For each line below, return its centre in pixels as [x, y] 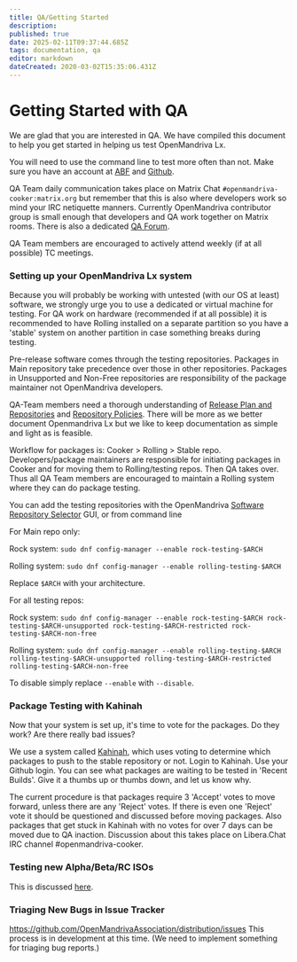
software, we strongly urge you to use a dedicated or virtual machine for [141, 305]
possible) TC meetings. [51, 253]
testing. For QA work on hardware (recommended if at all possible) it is [138, 314]
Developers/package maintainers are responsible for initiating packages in [145, 460]
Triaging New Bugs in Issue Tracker [87, 910]
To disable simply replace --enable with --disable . [102, 683]
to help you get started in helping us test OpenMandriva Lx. [117, 145]
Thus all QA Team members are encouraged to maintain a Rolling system [142, 479]
